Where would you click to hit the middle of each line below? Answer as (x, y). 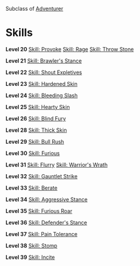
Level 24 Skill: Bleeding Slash (42, 95)
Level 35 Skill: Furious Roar (39, 211)
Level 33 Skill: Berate (31, 188)
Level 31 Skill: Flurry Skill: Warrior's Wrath (57, 165)
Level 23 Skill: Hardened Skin (42, 83)
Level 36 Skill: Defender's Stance (46, 222)
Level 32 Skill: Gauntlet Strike (42, 176)
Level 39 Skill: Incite (30, 257)
